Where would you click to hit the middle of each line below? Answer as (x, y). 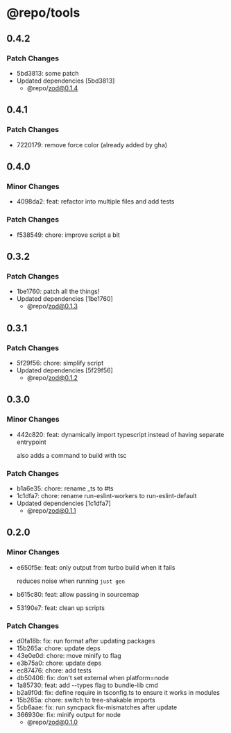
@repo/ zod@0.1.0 (52, 722)
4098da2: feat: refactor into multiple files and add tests (95, 201)
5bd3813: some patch (48, 73)
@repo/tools (43, 13)
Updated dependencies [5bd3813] (66, 81)
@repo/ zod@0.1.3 (52, 306)
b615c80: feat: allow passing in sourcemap (78, 594)
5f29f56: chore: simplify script (60, 363)
